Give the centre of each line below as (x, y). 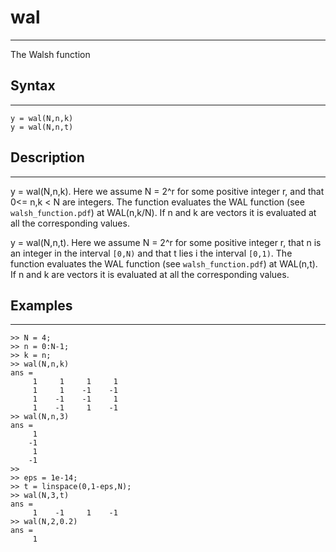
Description (47, 157)
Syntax (33, 86)
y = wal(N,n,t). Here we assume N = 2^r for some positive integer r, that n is (166, 242)
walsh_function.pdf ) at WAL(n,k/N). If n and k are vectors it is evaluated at (163, 212)
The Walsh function (50, 54)
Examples (41, 305)
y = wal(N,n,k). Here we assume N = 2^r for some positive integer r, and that (167, 191)
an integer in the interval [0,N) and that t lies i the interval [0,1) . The (151, 253)
